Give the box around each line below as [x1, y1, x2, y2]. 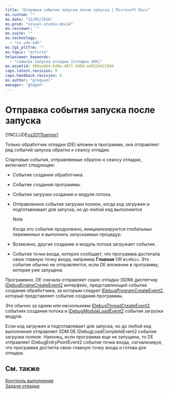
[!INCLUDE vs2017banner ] [5, 132, 59, 138]
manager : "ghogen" [5, 82, 44, 87]
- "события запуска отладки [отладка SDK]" [10, 59, 102, 64]
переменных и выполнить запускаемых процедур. [12, 231, 122, 237]
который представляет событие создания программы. [5, 293, 124, 299]
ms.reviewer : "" [5, 26, 39, 31]
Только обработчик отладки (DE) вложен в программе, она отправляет [5, 141, 159, 147]
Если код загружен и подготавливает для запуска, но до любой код [5, 323, 151, 329]
